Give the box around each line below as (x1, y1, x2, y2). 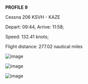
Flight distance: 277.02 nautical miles (5, 44, 83, 50)
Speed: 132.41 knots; (5, 34, 49, 39)
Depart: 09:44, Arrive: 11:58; (5, 24, 65, 30)
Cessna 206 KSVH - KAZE (5, 14, 61, 20)
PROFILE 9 (5, 5, 28, 10)
